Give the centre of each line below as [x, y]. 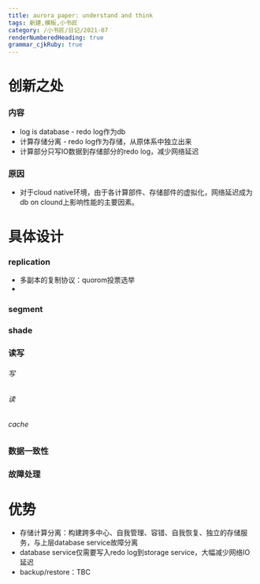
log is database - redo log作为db [72, 132]
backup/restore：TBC [55, 572]
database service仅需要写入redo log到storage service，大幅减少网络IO [135, 552]
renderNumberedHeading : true [56, 37]
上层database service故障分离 [89, 543]
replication [30, 262]
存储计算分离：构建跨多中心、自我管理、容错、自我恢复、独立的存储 [130, 533]
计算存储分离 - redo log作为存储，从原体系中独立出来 [106, 141]
